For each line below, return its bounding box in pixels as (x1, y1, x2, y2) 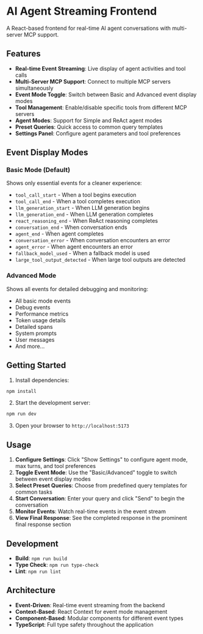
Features (6, 49, 41, 59)
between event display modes (15, 475, 91, 483)
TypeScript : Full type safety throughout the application (15, 621, 154, 628)
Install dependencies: (15, 376, 69, 384)
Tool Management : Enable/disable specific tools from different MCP (15, 104, 187, 111)
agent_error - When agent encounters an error (15, 243, 133, 251)
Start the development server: (15, 399, 91, 406)
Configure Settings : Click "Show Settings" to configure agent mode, (15, 456, 188, 463)
